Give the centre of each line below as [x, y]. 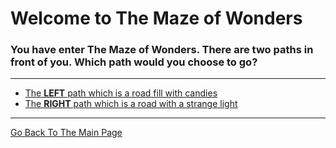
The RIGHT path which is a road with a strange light [131, 104]
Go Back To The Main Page [66, 133]
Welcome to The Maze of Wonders [156, 18]
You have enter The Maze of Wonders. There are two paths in [162, 50]
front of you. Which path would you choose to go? [134, 62]
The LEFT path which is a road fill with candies [121, 93]
